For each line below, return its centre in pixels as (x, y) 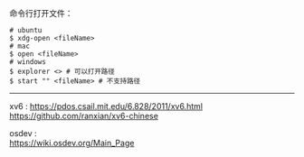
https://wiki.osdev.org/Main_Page (72, 143)
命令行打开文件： (41, 13)
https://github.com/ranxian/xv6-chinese (84, 116)
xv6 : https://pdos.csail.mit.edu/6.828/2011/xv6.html (106, 106)
